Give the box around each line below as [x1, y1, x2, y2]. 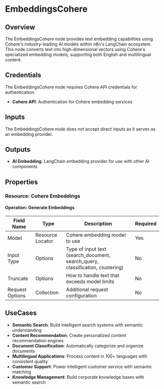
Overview [5, 23, 36, 31]
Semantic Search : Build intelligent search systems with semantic [12, 322, 143, 328]
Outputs [5, 146, 31, 154]
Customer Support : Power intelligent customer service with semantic [12, 363, 152, 369]
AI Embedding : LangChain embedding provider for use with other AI [12, 158, 150, 164]
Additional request [65, 286, 108, 293]
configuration [65, 292, 97, 299]
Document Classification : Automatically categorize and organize [12, 342, 144, 349]
